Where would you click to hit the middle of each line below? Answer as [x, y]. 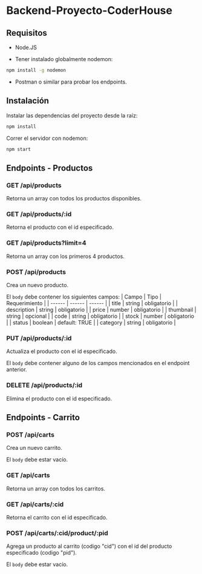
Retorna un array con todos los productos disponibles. [74, 199]
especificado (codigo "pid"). [42, 553]
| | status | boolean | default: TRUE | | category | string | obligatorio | [91, 323]
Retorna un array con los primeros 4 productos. [66, 256]
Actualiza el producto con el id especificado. [62, 351]
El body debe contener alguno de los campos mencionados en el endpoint [98, 363]
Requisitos [27, 33]
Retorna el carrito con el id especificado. [57, 517]
